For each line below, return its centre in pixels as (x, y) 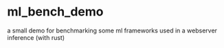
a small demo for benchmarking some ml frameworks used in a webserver (112, 30)
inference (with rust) (36, 37)
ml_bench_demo (55, 12)
